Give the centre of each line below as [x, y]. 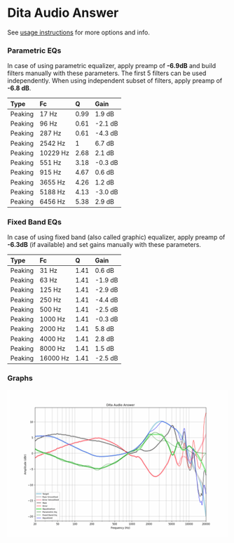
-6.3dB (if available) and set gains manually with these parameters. [104, 245]
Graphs [20, 378]
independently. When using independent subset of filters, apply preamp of [115, 81]
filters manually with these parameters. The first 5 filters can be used [107, 73]
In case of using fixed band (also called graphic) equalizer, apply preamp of [116, 237]
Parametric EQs [34, 51]
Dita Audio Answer [63, 13]
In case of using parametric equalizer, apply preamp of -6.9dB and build [112, 66]
